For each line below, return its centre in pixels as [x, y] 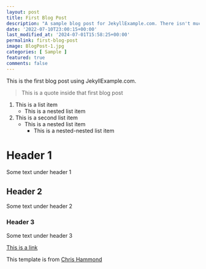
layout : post [23, 12]
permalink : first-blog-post [42, 40]
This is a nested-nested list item [74, 131]
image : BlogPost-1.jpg [35, 47]
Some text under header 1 [39, 172]
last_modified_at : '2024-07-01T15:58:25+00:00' [68, 35]
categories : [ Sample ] [37, 52]
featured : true [26, 58]
